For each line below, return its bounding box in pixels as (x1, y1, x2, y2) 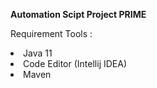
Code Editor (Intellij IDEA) (23, 58, 128, 69)
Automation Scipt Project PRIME (10, 9, 147, 20)
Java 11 (23, 47, 53, 59)
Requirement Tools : (10, 28, 93, 39)
